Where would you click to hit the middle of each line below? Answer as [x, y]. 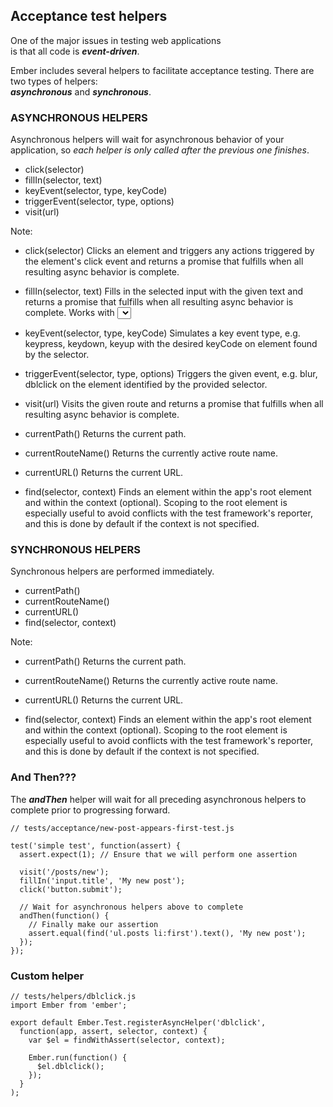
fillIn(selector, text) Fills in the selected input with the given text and [163, 291]
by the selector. [57, 355]
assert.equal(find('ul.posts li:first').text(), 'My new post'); [167, 933]
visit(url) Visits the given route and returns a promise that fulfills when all [174, 404]
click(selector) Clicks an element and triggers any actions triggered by [169, 251]
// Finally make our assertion [93, 924]
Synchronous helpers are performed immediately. [112, 571]
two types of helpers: [54, 81]
